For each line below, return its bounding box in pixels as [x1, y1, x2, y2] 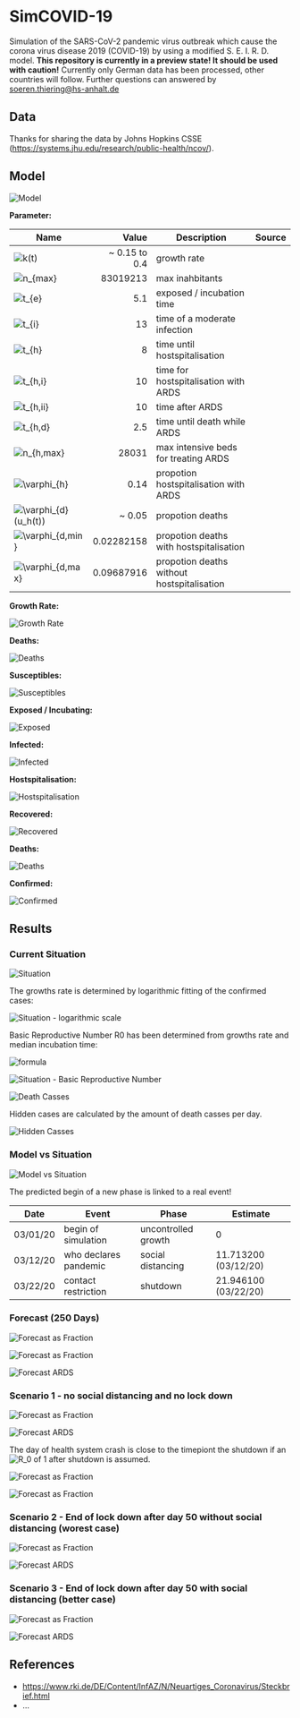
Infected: [9, 739, 45, 749]
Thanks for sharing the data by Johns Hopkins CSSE [9, 132, 203, 144]
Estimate [231, 1207, 271, 1219]
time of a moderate [155, 312, 237, 324]
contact [63, 1274, 96, 1286]
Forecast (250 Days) [9, 1312, 100, 1324]
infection [155, 323, 194, 336]
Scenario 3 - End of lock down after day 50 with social [9, 1582, 248, 1594]
